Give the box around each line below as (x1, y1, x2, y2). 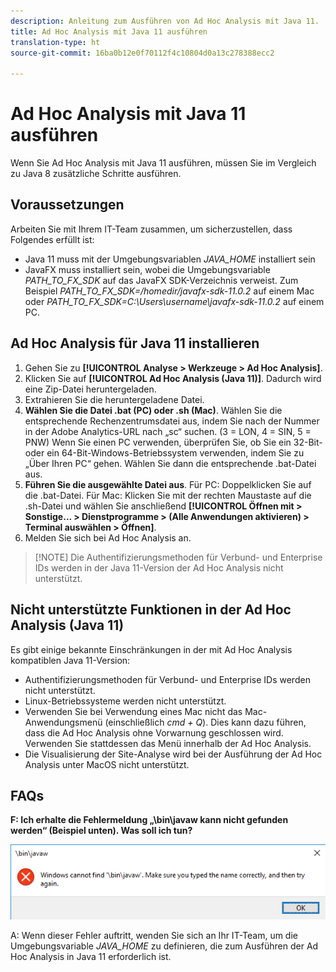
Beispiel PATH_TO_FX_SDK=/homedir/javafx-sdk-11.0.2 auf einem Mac (24, 285, 315, 297)
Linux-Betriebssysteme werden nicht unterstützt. (24, 695, 227, 707)
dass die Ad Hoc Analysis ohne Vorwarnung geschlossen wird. (24, 726, 284, 739)
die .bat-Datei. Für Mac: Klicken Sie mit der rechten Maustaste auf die (24, 489, 312, 501)
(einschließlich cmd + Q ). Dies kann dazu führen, (104, 716, 307, 728)
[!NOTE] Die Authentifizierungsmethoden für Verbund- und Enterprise (34, 551, 323, 563)
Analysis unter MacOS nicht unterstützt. (24, 758, 190, 770)
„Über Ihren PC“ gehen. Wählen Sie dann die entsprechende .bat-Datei (24, 457, 317, 469)
